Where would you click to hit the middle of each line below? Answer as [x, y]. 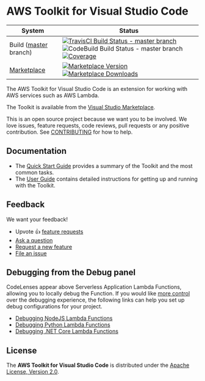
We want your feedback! [37, 219]
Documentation [37, 151]
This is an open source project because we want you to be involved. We [97, 119]
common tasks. [34, 172]
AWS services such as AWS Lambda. [53, 95]
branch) [21, 52]
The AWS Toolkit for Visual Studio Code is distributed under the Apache [98, 365]
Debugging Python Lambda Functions [63, 325]
